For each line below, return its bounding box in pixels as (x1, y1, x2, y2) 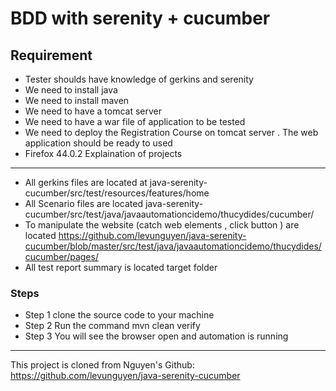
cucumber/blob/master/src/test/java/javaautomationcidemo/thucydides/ (24, 240, 322, 252)
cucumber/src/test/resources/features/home (24, 187, 210, 199)
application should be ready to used (24, 137, 173, 149)
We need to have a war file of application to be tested (24, 116, 246, 127)
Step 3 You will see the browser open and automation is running (24, 330, 289, 342)
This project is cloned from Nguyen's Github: (10, 359, 195, 371)
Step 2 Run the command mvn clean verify (24, 320, 201, 332)
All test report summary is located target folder (24, 262, 218, 273)
